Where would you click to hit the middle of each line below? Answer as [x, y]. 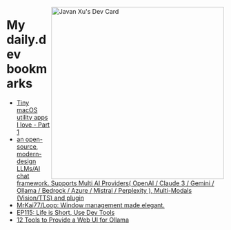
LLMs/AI [28, 168]
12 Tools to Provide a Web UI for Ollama [72, 220]
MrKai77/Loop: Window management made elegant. [90, 205]
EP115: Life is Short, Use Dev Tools [66, 212]
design [26, 161]
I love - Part [33, 125]
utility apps [32, 117]
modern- [29, 154]
